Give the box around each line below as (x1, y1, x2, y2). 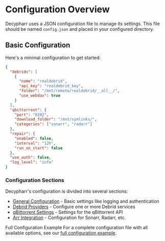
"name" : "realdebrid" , (18, 78, 67, 84)
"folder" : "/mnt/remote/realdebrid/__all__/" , (18, 88, 120, 93)
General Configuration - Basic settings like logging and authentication (12, 198, 159, 205)
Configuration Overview (5, 4, 110, 15)
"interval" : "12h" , (14, 140, 56, 146)
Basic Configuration (5, 41, 70, 50)
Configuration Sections (5, 176, 65, 184)
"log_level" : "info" (10, 160, 54, 165)
